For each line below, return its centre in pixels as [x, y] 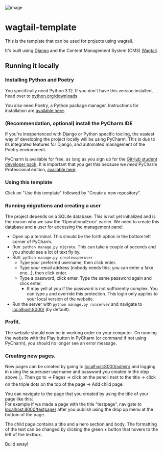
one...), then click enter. [43, 273]
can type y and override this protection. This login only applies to [92, 293]
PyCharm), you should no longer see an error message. [61, 343]
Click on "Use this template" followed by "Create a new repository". [73, 193]
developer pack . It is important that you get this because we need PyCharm [81, 164]
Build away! [17, 444]
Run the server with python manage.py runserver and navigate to [77, 304]
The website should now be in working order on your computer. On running [81, 332]
